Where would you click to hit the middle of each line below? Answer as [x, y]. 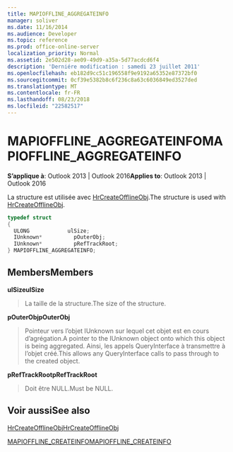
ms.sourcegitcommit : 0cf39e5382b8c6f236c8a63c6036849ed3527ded [102, 80]
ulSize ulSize [26, 289]
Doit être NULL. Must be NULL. [69, 388]
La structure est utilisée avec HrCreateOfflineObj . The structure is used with [116, 197]
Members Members [50, 272]
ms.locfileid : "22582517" [45, 106]
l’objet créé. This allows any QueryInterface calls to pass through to [122, 353]
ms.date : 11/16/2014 [38, 27]
